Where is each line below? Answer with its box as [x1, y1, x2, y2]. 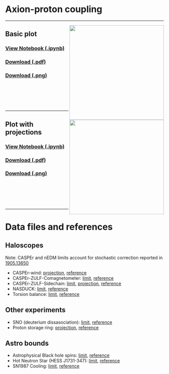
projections [5, 128, 42, 137]
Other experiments [5, 306, 66, 315]
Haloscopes [5, 241, 44, 250]
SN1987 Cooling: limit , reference [12, 363, 79, 369]
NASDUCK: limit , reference [12, 286, 68, 292]
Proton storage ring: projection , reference [12, 324, 99, 331]
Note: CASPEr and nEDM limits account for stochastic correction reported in [5, 255, 163, 261]
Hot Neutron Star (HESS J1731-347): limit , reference [12, 358, 120, 364]
